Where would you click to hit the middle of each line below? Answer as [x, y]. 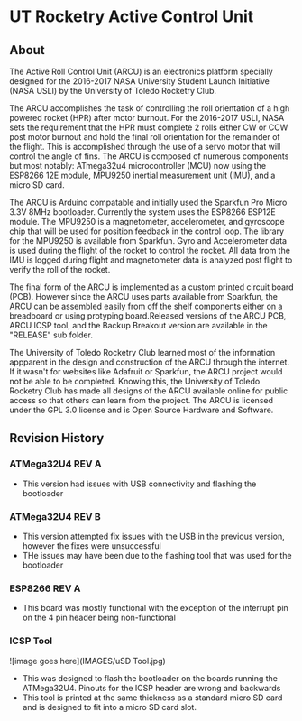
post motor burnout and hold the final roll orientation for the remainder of [145, 137]
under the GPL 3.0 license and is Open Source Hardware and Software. [142, 410]
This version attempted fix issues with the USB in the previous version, [154, 536]
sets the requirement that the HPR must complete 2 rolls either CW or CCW [149, 127]
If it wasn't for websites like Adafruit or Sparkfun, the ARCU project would [146, 371]
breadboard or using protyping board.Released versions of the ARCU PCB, [148, 316]
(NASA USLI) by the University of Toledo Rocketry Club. [113, 91]
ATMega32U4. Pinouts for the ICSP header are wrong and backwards [151, 688]
